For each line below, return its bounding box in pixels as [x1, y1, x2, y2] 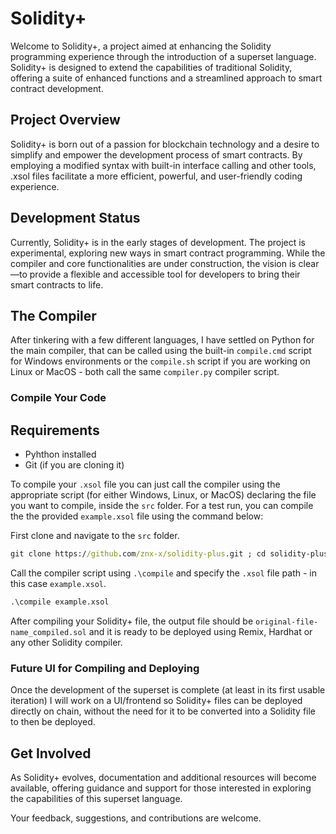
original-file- [255, 617, 319, 627]
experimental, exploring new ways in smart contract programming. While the [10, 247, 326, 259]
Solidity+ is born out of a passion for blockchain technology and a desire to [10, 138, 320, 150]
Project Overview [10, 112, 121, 129]
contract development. [10, 82, 104, 94]
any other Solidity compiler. [10, 636, 123, 648]
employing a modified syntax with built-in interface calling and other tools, [10, 159, 317, 171]
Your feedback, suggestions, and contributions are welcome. [10, 812, 262, 824]
